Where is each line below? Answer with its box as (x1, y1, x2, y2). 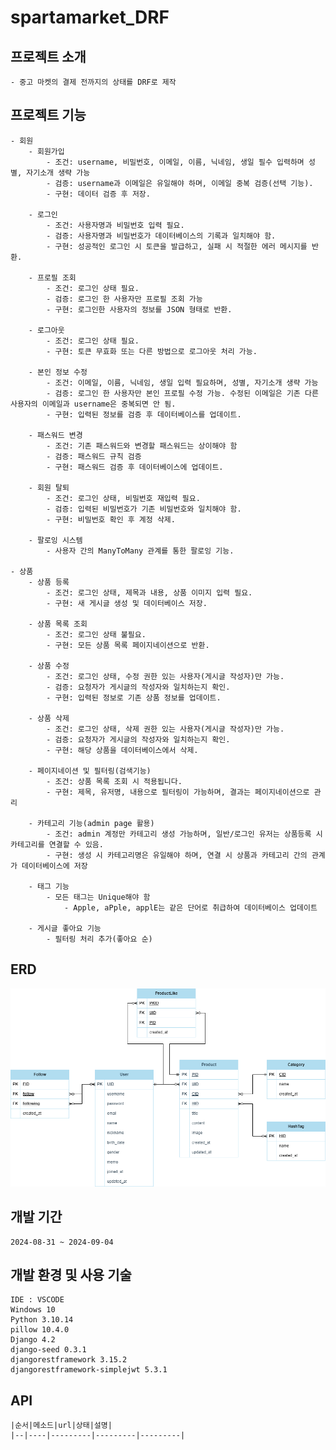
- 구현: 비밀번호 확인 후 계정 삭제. (46, 514, 176, 525)
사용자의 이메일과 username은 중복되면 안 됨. (10, 399, 177, 409)
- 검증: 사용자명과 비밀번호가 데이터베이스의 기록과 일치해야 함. (46, 231, 277, 241)
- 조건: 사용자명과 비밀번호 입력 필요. (46, 220, 185, 230)
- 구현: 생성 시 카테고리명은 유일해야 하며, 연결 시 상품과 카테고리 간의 (46, 850, 308, 860)
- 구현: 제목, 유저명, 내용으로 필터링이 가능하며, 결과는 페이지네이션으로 (46, 787, 310, 797)
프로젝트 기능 (10, 107, 87, 124)
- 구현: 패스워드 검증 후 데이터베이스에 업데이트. (46, 462, 224, 472)
